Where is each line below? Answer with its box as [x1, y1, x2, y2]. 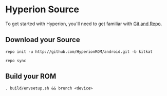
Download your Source [5, 35, 81, 44]
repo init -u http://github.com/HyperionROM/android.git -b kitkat [5, 49, 153, 54]
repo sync [5, 58, 27, 63]
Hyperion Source [5, 4, 80, 15]
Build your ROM [5, 72, 57, 81]
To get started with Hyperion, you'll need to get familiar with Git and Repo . [5, 21, 162, 27]
